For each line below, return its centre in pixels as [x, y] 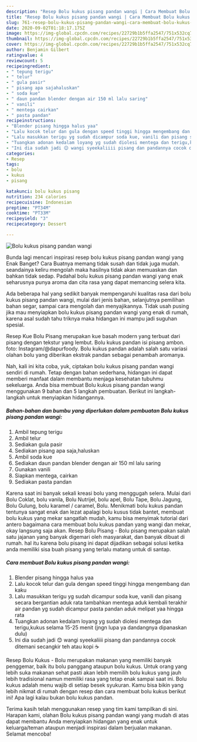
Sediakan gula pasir [38, 444]
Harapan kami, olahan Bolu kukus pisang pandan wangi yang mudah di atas [98, 715]
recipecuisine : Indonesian [39, 202]
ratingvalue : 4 [25, 55]
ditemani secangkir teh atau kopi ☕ [57, 646]
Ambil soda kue [33, 457]
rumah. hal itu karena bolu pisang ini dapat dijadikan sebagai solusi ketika [95, 543]
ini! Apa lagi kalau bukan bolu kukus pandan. [60, 697]
